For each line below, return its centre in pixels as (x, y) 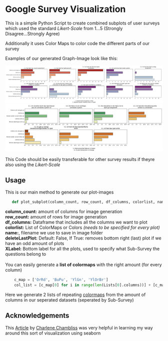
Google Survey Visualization (65, 9)
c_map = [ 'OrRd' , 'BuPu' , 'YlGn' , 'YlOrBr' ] (61, 280)
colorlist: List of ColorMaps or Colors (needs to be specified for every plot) (82, 227)
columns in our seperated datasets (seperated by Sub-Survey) (69, 300)
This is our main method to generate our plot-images (59, 192)
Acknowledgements (37, 316)
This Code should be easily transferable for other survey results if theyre (80, 159)
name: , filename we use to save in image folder (54, 233)
